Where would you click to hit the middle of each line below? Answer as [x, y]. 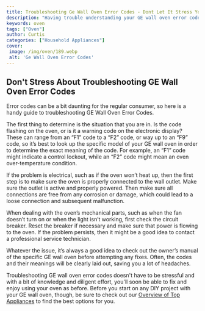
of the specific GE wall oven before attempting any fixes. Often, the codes [99, 257]
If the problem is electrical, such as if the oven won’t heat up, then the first [100, 175]
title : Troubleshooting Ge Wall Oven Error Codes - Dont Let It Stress [99, 12]
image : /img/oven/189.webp [43, 52]
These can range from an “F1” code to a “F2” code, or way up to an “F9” [97, 137]
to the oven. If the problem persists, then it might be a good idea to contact [101, 232]
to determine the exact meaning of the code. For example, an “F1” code [96, 151]
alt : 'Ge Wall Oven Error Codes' [52, 57]
